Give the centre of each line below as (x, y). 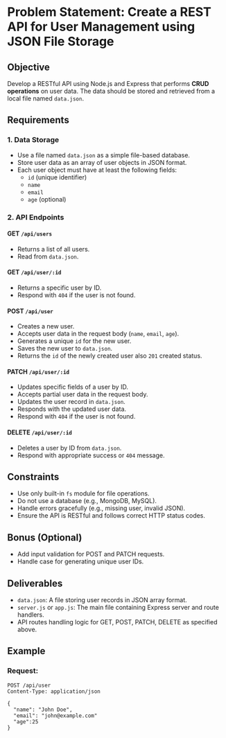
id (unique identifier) (57, 177)
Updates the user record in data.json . (71, 402)
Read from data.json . (48, 256)
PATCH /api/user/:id (38, 371)
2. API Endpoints (36, 217)
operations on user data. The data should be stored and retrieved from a (111, 91)
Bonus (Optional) (45, 537)
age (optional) (47, 199)
